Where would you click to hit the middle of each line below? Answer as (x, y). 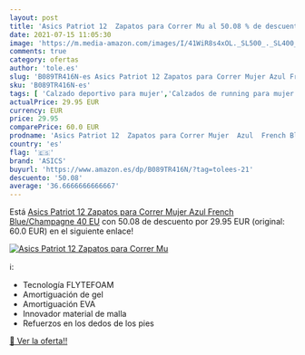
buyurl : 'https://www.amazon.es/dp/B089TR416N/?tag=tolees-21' (132, 169)
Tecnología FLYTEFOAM (68, 285)
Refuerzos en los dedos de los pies (88, 323)
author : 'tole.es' (44, 69)
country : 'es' (36, 144)
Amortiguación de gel (63, 294)
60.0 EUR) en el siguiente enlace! (72, 231)
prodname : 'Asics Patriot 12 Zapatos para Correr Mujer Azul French (148, 136)
